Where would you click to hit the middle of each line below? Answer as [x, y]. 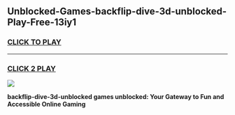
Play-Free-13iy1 [42, 23]
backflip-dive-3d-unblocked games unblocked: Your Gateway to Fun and [116, 96]
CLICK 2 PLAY [31, 68]
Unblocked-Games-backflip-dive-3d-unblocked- [117, 11]
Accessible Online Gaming [47, 104]
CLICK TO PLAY [34, 43]
